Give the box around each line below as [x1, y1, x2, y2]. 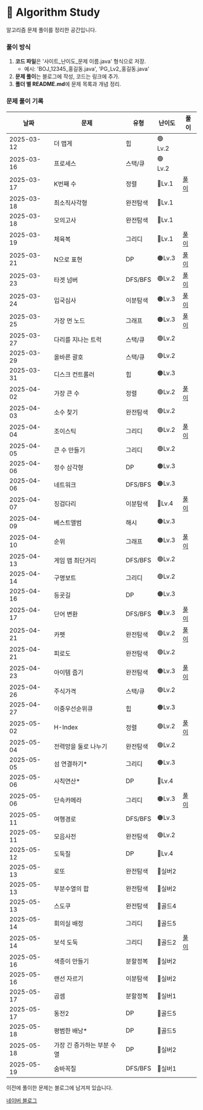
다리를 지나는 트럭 [53, 335, 102, 344]
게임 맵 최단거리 [53, 556, 97, 564]
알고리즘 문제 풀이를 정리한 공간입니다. [6, 26, 97, 33]
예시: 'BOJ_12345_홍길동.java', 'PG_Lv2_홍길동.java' [24, 65, 150, 73]
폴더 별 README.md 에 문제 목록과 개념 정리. [14, 80, 121, 88]
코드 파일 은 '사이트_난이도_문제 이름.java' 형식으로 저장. [14, 57, 146, 65]
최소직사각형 [53, 198, 88, 207]
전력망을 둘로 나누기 [53, 742, 108, 751]
